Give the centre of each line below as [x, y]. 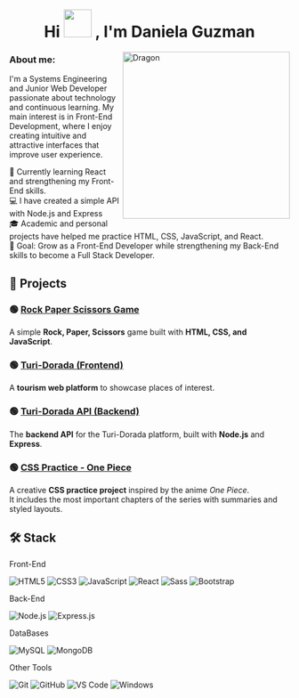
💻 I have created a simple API [65, 201]
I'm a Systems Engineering [58, 79]
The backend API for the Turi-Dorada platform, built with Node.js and [137, 434]
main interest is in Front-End [61, 117]
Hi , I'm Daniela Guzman [149, 32]
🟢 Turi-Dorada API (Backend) [74, 411]
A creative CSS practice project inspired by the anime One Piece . [129, 491]
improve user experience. [56, 155]
